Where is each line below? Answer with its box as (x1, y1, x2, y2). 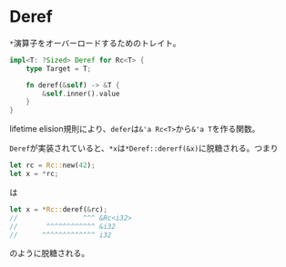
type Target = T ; (26, 64, 92, 74)
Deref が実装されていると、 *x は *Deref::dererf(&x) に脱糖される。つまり (9, 143, 280, 153)
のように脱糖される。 (9, 248, 89, 259)
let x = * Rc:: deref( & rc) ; (9, 204, 107, 214)
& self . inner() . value (42, 89, 120, 98)
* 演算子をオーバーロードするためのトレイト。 (9, 37, 181, 48)
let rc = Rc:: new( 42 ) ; (9, 161, 96, 170)
